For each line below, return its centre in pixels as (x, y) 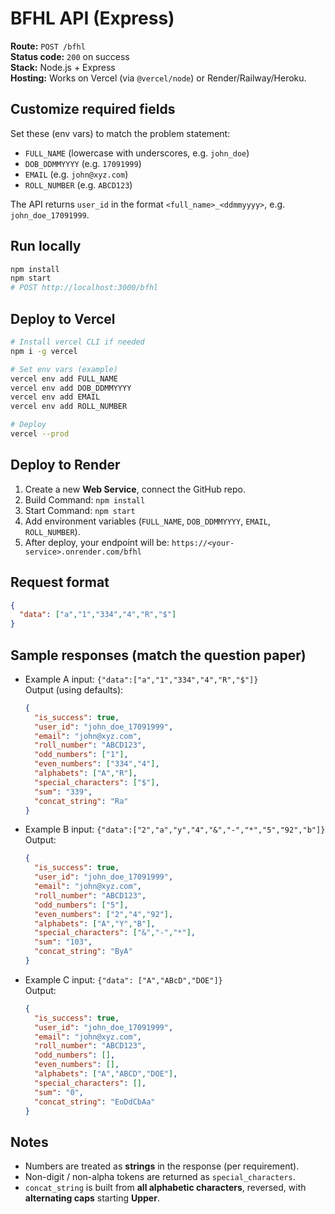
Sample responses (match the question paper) (158, 655)
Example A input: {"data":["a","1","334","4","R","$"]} (141, 679)
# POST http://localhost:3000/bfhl (84, 288)
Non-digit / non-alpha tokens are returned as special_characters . (160, 1177)
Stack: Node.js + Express (63, 67)
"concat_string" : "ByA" (83, 952)
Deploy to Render (65, 465)
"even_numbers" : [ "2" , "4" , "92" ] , (104, 914)
